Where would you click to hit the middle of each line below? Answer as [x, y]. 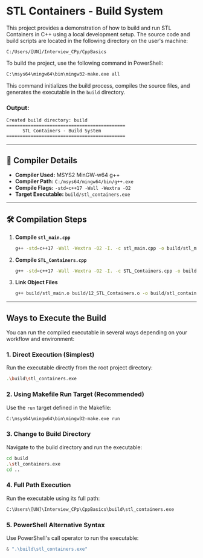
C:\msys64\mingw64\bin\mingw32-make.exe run [63, 418]
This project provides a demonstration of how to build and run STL [89, 28]
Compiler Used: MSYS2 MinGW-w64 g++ [67, 175]
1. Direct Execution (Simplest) [50, 355]
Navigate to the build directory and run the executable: [74, 447]
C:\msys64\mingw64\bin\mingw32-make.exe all [63, 74]
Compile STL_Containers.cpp [51, 260]
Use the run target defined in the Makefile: [59, 407]
